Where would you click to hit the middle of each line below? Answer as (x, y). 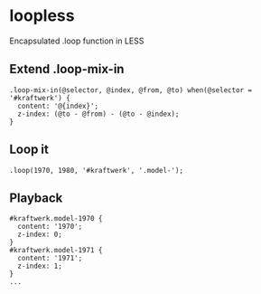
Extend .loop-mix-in (67, 69)
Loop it (29, 150)
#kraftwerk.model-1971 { (56, 251)
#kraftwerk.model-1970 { (56, 219)
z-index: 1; (40, 266)
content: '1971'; (50, 259)
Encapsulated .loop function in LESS (77, 41)
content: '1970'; (50, 227)
